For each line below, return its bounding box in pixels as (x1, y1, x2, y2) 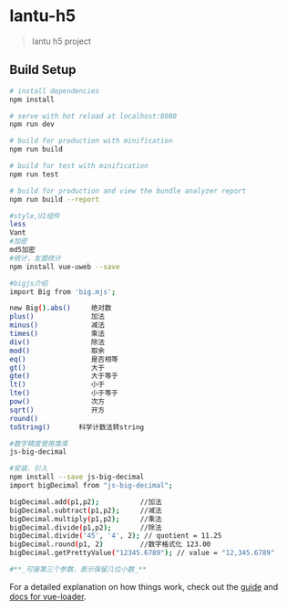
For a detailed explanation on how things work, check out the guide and (9, 581, 279, 592)
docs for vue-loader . (9, 591, 87, 602)
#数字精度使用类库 (9, 439, 68, 448)
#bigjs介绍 (9, 279, 48, 288)
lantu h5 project (31, 36, 91, 47)
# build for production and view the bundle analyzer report (9, 186, 247, 195)
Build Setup (9, 62, 77, 78)
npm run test (9, 170, 59, 179)
